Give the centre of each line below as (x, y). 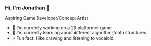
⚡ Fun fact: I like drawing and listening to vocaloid (63, 38)
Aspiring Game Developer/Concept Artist (47, 18)
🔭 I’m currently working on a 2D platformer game (62, 28)
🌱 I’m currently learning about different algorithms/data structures (79, 33)
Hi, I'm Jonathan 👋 (28, 8)
